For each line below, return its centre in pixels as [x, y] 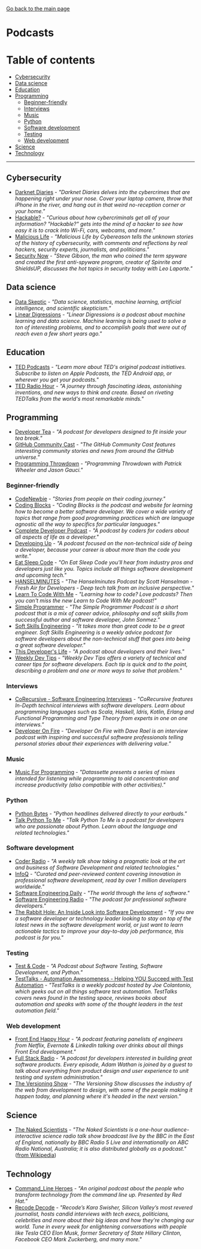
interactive [28, 1136]
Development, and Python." [49, 972]
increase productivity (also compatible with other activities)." [90, 785]
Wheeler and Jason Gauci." [49, 470]
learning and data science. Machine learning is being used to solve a [100, 320]
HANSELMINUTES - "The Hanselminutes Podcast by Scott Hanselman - [104, 581]
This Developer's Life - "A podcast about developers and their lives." [100, 651]
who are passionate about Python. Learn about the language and [96, 826]
